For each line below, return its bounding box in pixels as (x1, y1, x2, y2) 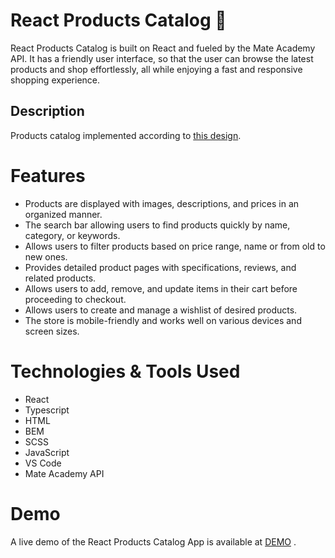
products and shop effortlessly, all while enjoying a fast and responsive (10, 63, 303, 75)
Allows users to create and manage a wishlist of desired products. (24, 304, 298, 316)
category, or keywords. (24, 229, 121, 241)
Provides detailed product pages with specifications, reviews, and (24, 261, 297, 273)
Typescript (24, 404, 70, 416)
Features (10, 164, 86, 187)
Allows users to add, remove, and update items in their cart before (24, 282, 298, 294)
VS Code (24, 457, 62, 469)
